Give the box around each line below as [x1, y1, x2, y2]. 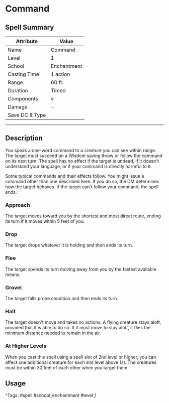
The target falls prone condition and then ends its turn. [5, 296, 118, 301]
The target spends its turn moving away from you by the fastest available [5, 266, 157, 272]
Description [5, 134, 43, 143]
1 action [50, 71, 70, 78]
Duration [8, 87, 29, 94]
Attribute [16, 38, 38, 45]
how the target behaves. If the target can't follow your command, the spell [5, 184, 159, 190]
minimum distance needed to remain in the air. [5, 330, 102, 336]
